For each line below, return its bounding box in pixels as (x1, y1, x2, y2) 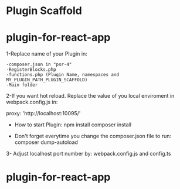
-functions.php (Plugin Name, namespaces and (6, 72, 119, 78)
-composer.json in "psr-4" (6, 61, 72, 68)
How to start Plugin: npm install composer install (14, 121, 132, 128)
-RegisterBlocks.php (6, 67, 57, 73)
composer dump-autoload (14, 139, 78, 146)
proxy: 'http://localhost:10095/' (6, 110, 81, 117)
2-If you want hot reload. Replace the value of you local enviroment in (6, 92, 175, 99)
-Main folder (6, 82, 38, 88)
